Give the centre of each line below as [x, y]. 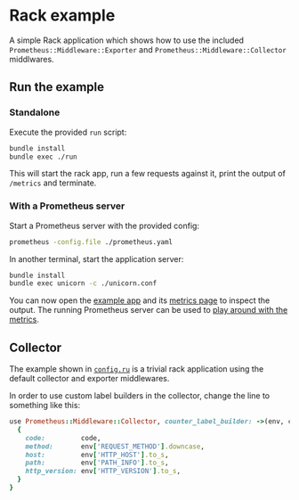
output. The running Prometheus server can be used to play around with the [149, 310]
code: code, [63, 438]
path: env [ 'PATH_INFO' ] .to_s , [97, 463]
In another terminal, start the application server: [97, 258]
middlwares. [32, 59]
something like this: [45, 406]
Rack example [62, 16]
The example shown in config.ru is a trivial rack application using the [137, 369]
